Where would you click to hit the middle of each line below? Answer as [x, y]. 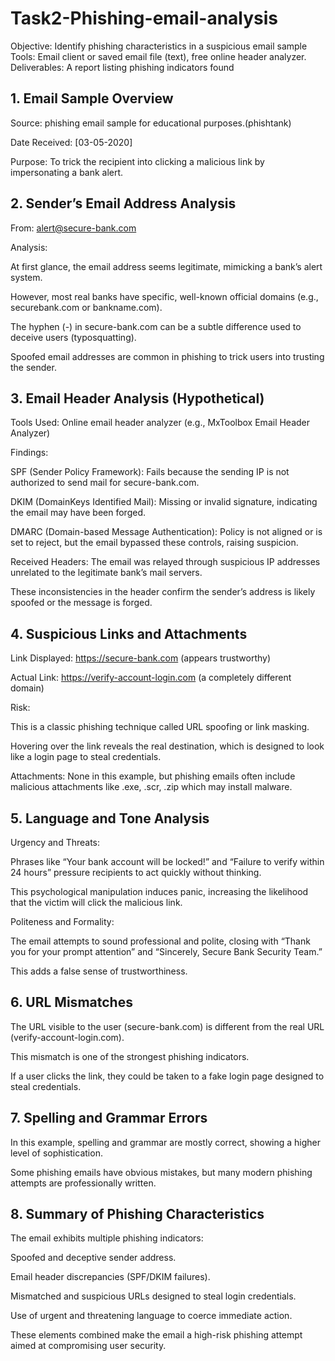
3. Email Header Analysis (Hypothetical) [137, 398]
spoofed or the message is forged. [81, 603]
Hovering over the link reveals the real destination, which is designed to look [167, 746]
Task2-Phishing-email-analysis [144, 18]
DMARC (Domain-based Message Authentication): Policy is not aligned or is [166, 532]
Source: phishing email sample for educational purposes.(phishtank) [151, 123]
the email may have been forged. [78, 513]
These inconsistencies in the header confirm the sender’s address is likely [163, 592]
